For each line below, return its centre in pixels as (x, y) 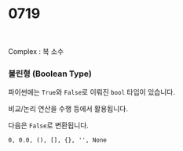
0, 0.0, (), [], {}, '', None (58, 140)
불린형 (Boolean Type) (50, 74)
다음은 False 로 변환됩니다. (48, 125)
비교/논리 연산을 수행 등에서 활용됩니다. (68, 109)
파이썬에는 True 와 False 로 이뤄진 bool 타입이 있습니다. (91, 92)
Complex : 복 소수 (36, 51)
